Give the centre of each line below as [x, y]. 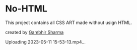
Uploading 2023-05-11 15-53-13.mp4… [45, 42]
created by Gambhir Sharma [35, 32]
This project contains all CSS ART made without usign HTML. [69, 22]
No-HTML [26, 9]
